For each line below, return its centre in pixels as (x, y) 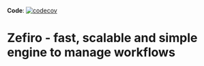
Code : (16, 11)
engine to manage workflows (91, 53)
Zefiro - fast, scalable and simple (102, 38)
